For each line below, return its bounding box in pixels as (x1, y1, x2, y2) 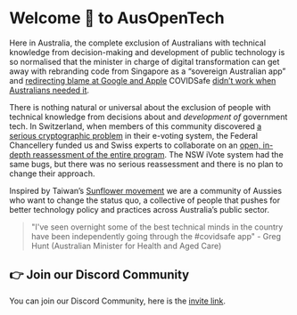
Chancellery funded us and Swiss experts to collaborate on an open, (9, 140, 261, 150)
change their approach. (9, 168, 95, 179)
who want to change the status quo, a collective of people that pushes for (9, 195, 281, 206)
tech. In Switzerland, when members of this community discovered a (9, 120, 262, 132)
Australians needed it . (9, 85, 90, 95)
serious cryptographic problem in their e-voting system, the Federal (9, 130, 259, 141)
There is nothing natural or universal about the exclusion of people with (9, 101, 271, 112)
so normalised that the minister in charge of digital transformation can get (9, 56, 280, 67)
